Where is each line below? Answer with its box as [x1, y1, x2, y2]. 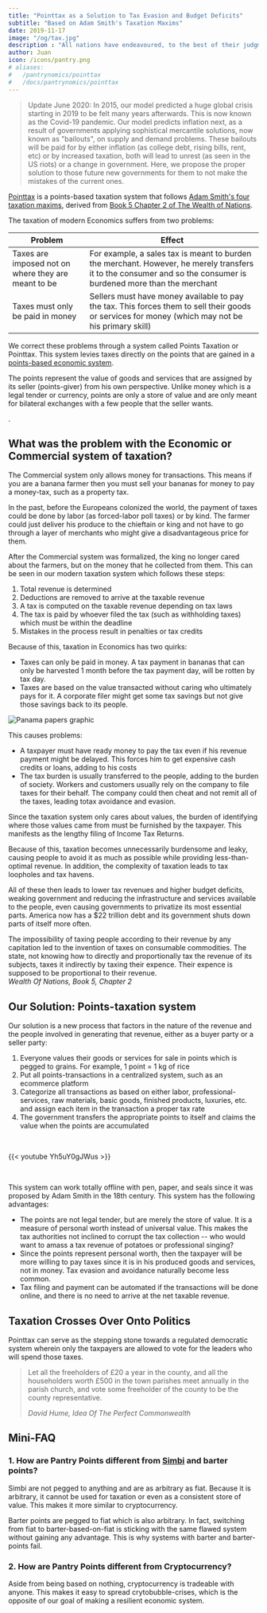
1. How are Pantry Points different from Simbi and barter [8, 1455, 228, 1467]
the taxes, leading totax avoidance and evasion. [19, 797, 176, 806]
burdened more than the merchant [89, 278, 218, 289]
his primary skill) [89, 320, 152, 331]
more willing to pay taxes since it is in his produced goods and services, [19, 1257, 256, 1267]
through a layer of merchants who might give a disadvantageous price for [8, 528, 249, 538]
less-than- [214, 853, 250, 863]
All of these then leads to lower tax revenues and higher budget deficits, [8, 885, 245, 895]
